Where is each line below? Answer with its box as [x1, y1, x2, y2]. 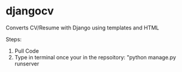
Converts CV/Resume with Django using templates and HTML [5, 24, 160, 31]
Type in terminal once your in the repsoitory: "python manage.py [14, 53, 177, 61]
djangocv [5, 4, 54, 18]
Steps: [5, 35, 22, 43]
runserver [14, 60, 39, 67]
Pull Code [14, 47, 39, 55]
